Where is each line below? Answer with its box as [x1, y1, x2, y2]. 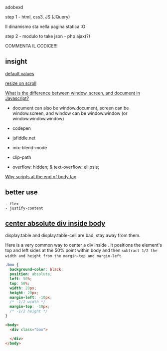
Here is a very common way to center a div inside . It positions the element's [5, 242, 163, 248]
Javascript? [5, 95, 29, 101]
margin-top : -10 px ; [9, 304, 50, 309]
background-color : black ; [9, 267, 64, 272]
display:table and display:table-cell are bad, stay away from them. [5, 232, 141, 239]
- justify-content [5, 206, 43, 211]
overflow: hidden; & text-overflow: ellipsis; [12, 164, 100, 170]
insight [5, 57, 27, 66]
